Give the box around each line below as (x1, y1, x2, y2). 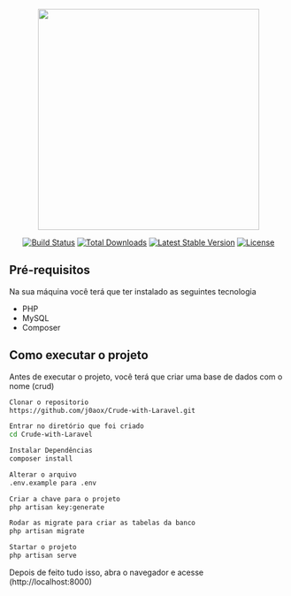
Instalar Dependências (9, 447, 93, 455)
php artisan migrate (9, 527, 86, 536)
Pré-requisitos (9, 263, 91, 278)
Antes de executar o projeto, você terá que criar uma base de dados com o (9, 371, 283, 382)
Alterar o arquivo (9, 470, 77, 479)
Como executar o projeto (9, 348, 149, 363)
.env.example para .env (9, 478, 97, 487)
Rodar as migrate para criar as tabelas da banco (9, 518, 196, 528)
